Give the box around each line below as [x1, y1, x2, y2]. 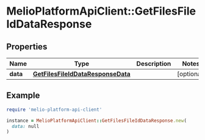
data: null [12, 123, 40, 129]
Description [136, 60, 171, 68]
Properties [6, 41, 48, 52]
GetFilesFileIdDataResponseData [32, 70, 131, 78]
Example [6, 90, 40, 101]
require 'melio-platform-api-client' [6, 107, 103, 113]
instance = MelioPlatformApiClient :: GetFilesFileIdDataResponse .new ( [6, 117, 187, 124]
